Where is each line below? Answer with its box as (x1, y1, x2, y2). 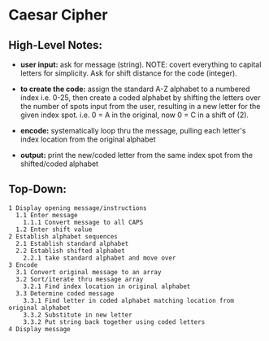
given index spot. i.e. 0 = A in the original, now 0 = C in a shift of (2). (20, 110, 249, 120)
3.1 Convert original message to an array (15, 268, 162, 276)
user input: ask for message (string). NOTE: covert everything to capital (20, 59, 262, 69)
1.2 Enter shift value (15, 225, 93, 234)
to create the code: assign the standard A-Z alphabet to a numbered (20, 84, 250, 94)
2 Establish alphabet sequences (8, 232, 118, 241)
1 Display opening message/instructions (8, 203, 148, 212)
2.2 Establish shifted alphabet (15, 247, 126, 255)
